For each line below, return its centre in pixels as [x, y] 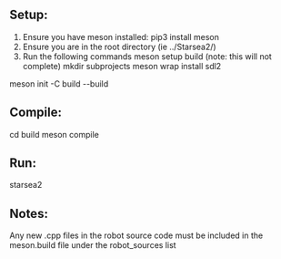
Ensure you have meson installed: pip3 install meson [121, 36]
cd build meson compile [55, 134]
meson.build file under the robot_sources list [93, 245]
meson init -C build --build [59, 83]
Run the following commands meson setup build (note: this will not [147, 56]
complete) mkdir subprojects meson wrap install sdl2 [122, 66]
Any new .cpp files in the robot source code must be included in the [136, 235]
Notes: [29, 213]
